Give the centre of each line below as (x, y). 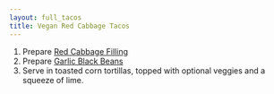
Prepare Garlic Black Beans (73, 61)
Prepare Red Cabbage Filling (75, 51)
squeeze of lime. (53, 80)
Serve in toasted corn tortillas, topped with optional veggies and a (144, 70)
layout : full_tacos (46, 17)
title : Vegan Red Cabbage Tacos (69, 26)
